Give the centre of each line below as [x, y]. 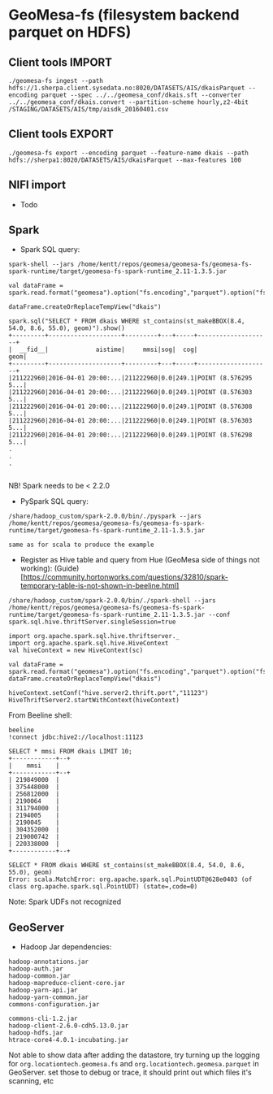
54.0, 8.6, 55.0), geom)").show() [67, 328]
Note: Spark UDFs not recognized [65, 902]
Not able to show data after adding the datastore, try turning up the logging [134, 1055]
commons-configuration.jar [54, 1005]
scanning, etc [31, 1081]
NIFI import [37, 185]
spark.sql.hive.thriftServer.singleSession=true [92, 622]
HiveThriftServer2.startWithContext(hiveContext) [94, 701]
